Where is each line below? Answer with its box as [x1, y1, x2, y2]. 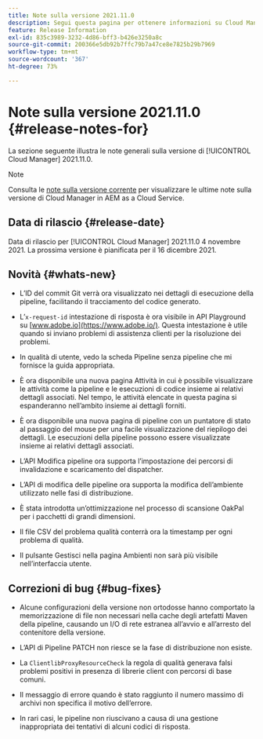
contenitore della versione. [19, 627, 106, 637]
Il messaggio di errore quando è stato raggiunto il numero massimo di [19, 690, 244, 700]
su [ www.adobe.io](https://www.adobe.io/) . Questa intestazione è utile [19, 320, 248, 330]
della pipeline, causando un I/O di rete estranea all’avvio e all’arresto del [19, 620, 251, 629]
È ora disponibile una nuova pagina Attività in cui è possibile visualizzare [19, 376, 253, 386]
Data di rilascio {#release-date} [8, 216, 165, 229]
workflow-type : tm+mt [8, 48, 79, 56]
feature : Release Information [8, 26, 107, 34]
